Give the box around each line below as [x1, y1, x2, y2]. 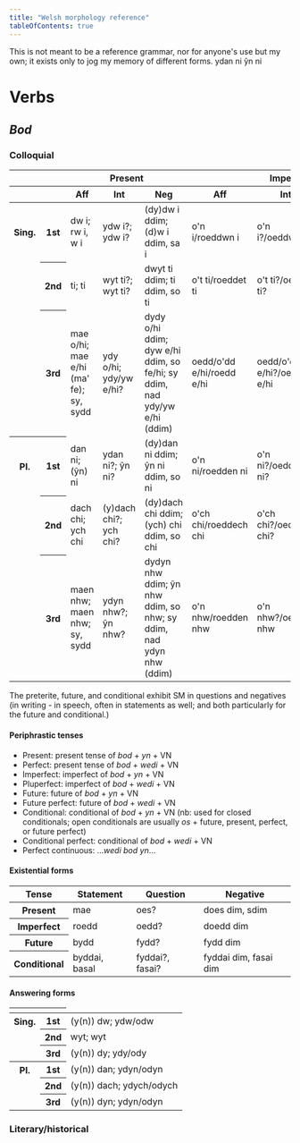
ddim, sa [144, 237, 180, 250]
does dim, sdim [204, 904, 268, 917]
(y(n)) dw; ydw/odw [70, 1014, 154, 1027]
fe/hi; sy [144, 367, 179, 379]
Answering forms [9, 987, 76, 998]
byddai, [72, 952, 104, 964]
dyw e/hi [144, 344, 181, 357]
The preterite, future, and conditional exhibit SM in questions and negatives [9, 690, 287, 701]
